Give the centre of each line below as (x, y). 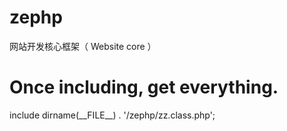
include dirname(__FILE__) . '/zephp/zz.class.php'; (112, 115)
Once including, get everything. (144, 87)
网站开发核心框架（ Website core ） (83, 46)
